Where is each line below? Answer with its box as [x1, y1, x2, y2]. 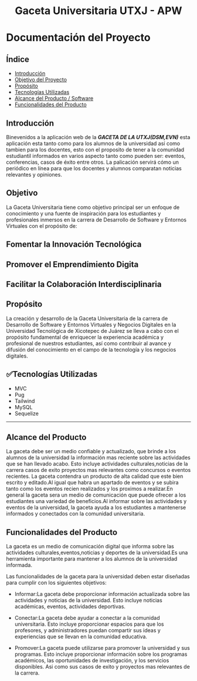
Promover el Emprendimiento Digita [6, 259, 139, 269]
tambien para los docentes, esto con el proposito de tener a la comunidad [6, 146, 185, 153]
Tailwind [14, 397, 35, 404]
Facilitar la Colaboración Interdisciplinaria [6, 279, 162, 289]
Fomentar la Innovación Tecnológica [6, 240, 142, 250]
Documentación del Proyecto [6, 31, 151, 45]
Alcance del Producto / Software [14, 95, 94, 102]
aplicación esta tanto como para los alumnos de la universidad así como [6, 140, 181, 147]
